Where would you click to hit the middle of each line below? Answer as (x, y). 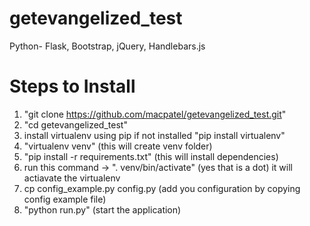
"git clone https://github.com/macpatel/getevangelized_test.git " (155, 114)
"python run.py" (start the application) (102, 209)
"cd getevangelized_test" (75, 124)
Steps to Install (72, 86)
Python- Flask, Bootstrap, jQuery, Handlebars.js (107, 46)
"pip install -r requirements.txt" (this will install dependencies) (151, 156)
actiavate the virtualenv (72, 178)
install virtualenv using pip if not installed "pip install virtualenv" (154, 135)
